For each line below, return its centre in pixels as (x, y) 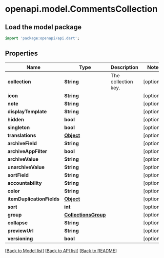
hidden (16, 119)
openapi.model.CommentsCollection (82, 9)
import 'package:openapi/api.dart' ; (42, 38)
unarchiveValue (26, 167)
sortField (18, 175)
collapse (18, 222)
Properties (21, 54)
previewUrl (21, 231)
